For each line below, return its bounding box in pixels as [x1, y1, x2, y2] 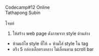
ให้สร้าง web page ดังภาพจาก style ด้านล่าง [12, 30, 90, 36]
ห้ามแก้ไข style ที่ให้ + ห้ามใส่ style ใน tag [12, 40, 88, 46]
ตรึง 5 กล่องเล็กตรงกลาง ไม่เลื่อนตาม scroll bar [12, 46, 94, 52]
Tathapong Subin [5, 10, 41, 16]
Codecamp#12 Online [5, 5, 50, 10]
